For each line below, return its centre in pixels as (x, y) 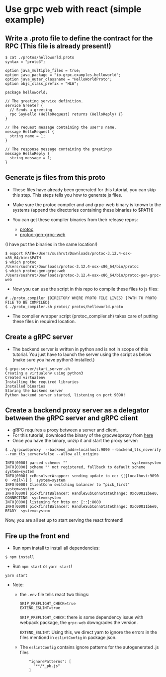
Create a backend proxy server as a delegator (77, 410)
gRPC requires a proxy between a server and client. (65, 430)
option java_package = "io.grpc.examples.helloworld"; (63, 75)
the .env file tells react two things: (54, 595)
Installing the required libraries (42, 382)
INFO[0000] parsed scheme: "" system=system (83, 463)
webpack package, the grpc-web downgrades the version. (79, 623)
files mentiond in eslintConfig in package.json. (68, 638)
